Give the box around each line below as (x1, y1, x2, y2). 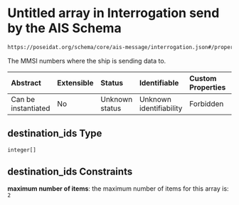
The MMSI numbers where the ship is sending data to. (7, 56, 166, 65)
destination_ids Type (7, 127, 102, 140)
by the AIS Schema (7, 20, 122, 36)
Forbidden (189, 98, 224, 108)
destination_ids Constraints (7, 166, 133, 178)
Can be (11, 94, 36, 104)
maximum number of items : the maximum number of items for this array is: (7, 184, 229, 193)
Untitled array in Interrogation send (7, 5, 220, 21)
